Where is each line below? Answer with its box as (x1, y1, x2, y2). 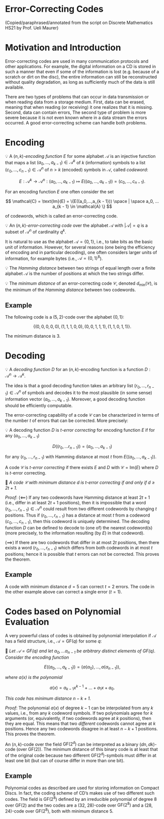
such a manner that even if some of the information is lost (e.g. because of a (5, 69, 159, 74)
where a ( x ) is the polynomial (5, 674, 63, 680)
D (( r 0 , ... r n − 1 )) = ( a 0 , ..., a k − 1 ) (52, 443, 113, 450)
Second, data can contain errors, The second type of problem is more (5, 109, 146, 115)
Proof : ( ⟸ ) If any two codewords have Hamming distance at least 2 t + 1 (5, 495, 150, 500)
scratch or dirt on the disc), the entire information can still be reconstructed (5, 74, 157, 79)
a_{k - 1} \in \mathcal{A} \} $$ (52, 203, 113, 209)
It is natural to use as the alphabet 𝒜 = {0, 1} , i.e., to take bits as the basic (5, 239, 153, 245)
